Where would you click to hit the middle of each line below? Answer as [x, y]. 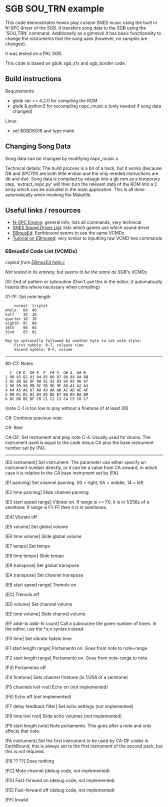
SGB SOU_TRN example [55, 9]
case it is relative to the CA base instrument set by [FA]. [62, 472]
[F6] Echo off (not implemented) [38, 696]
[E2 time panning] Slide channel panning [47, 492]
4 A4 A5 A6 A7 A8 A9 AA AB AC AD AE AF [47, 390]
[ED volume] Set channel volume [39, 604]
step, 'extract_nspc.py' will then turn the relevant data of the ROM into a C [81, 184]
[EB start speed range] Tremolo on [41, 584]
